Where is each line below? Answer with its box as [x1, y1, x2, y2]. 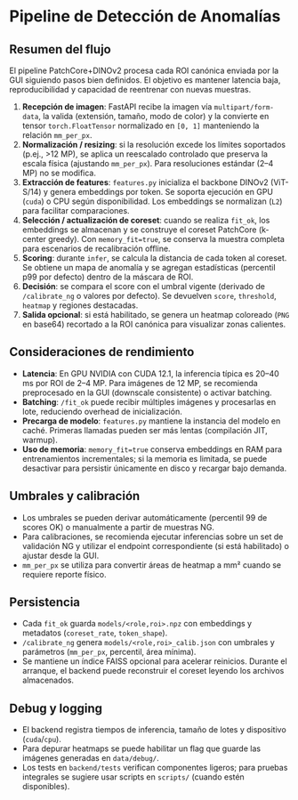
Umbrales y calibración [9, 489, 141, 504]
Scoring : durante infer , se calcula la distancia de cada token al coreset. [21, 253, 287, 263]
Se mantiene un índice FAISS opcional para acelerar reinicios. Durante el [21, 656, 287, 667]
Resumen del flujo [9, 42, 111, 57]
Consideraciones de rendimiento [9, 344, 195, 360]
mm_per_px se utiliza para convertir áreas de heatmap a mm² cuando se [21, 559, 282, 570]
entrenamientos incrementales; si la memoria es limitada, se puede [21, 453, 268, 464]
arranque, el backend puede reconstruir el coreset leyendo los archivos [21, 666, 285, 676]
